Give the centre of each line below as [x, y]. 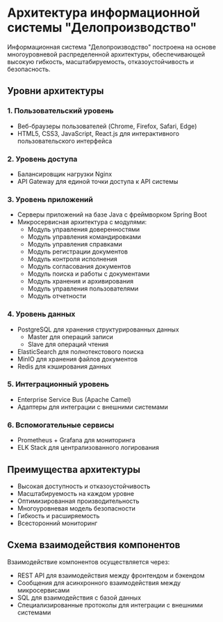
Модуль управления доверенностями [84, 230]
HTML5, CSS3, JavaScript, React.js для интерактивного [98, 133]
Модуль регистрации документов [78, 251]
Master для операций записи [70, 336]
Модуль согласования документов [79, 267]
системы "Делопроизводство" [102, 28]
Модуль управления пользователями [83, 289]
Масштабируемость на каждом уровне [75, 493]
